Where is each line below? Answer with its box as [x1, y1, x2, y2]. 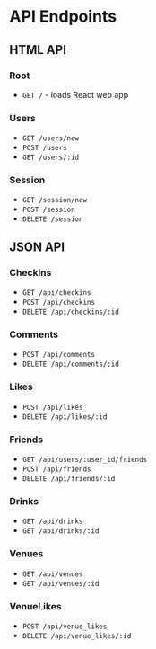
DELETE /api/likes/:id [22, 412, 108, 422]
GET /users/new [22, 134, 80, 143]
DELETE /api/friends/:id [22, 475, 116, 484]
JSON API [9, 239, 65, 254]
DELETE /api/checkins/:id [22, 307, 119, 316]
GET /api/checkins [22, 289, 91, 298]
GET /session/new [22, 196, 88, 205]
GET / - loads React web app [22, 89, 128, 100]
